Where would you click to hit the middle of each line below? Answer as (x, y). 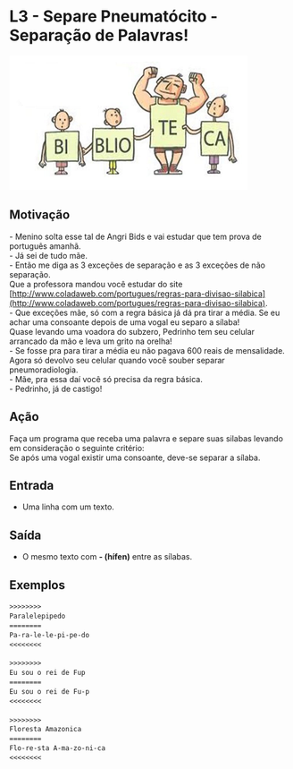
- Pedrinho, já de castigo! (56, 389)
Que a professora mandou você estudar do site (96, 284)
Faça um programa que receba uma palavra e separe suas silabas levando (146, 438)
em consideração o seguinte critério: (77, 448)
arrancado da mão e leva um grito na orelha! (91, 341)
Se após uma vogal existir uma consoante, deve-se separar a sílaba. (135, 457)
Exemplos (37, 585)
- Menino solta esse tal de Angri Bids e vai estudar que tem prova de (135, 236)
